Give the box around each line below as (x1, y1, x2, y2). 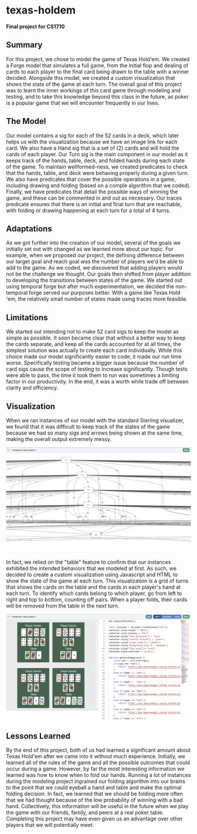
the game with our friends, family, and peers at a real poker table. (6, 809, 164, 816)
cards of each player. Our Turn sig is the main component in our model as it (6, 150, 188, 157)
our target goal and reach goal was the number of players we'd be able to (6, 258, 184, 265)
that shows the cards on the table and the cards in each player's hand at (6, 584, 181, 591)
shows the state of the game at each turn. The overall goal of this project (6, 80, 182, 88)
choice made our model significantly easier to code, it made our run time (6, 353, 182, 360)
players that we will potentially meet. (6, 822, 94, 829)
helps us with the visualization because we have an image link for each (6, 138, 178, 145)
